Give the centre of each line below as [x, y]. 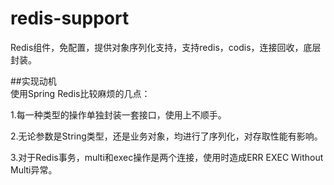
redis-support [70, 18]
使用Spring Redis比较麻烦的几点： [80, 93]
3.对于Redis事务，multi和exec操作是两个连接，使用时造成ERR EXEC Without [167, 157]
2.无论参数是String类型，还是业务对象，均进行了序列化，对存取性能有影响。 [166, 136]
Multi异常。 [34, 169]
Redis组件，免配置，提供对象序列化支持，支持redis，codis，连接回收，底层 [166, 47]
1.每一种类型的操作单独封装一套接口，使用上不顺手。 [118, 114]
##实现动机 [33, 81]
